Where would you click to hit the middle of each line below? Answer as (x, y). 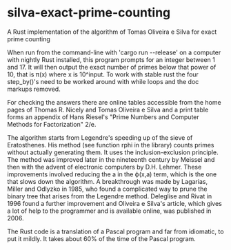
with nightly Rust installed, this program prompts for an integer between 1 (111, 59)
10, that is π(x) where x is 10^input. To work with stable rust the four (103, 74)
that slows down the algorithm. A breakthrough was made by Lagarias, (108, 181)
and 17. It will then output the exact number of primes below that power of (112, 67)
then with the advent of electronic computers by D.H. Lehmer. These (104, 167)
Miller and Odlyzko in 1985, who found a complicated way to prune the (107, 189)
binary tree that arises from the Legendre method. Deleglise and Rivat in (110, 196)
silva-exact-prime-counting (89, 13)
